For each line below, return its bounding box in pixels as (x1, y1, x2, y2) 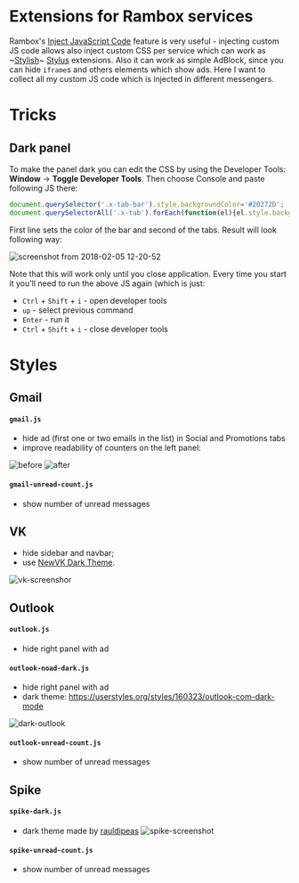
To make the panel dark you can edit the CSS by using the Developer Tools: (9, 163, 287, 175)
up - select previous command (21, 305, 133, 315)
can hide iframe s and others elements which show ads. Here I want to (9, 64, 266, 75)
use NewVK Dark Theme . (21, 557, 116, 568)
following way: (9, 233, 62, 244)
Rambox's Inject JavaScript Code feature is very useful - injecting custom (9, 36, 279, 46)
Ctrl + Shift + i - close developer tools (21, 323, 169, 334)
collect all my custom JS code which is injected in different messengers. (9, 73, 274, 84)
